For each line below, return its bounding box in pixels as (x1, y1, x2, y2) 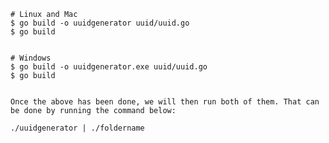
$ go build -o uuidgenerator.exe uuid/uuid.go (10, 62, 208, 72)
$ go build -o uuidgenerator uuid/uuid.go (10, 18, 190, 28)
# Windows (10, 53, 52, 63)
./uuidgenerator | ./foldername (10, 123, 145, 133)
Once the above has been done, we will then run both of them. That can (10, 97, 320, 107)
